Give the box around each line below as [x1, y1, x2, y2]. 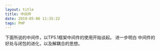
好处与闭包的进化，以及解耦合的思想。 [5, 41, 82, 47]
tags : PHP [5, 20, 25, 26]
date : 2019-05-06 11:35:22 [5, 16, 60, 21]
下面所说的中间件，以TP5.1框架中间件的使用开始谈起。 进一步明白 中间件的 [5, 34, 156, 40]
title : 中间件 [5, 12, 32, 17]
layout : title [5, 7, 34, 12]
